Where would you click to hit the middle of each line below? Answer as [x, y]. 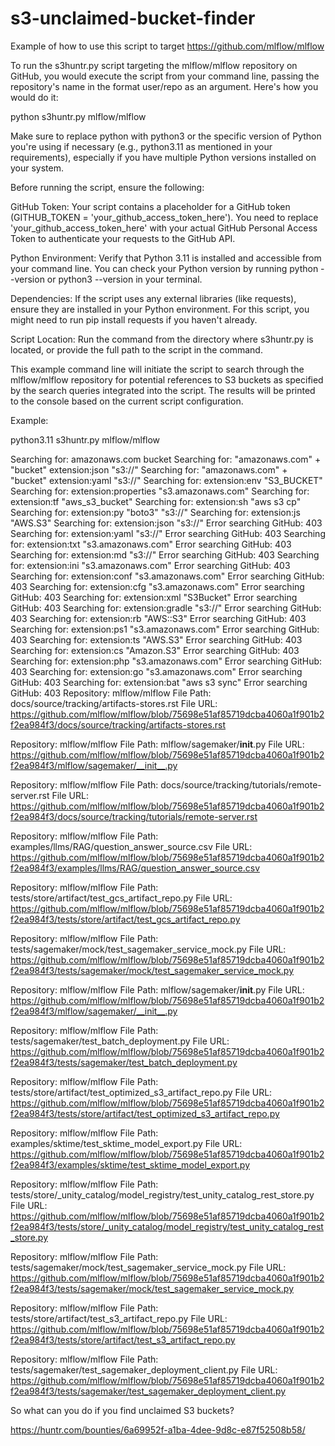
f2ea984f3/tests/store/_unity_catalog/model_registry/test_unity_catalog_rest [167, 1226]
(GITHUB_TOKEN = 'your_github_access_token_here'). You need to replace [164, 217]
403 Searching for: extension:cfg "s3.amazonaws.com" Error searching [157, 586]
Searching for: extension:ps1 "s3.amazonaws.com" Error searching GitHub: [165, 629]
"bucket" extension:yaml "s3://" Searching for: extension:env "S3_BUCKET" [166, 480]
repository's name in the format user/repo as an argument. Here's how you [164, 86]
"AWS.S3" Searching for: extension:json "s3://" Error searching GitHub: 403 [166, 523]
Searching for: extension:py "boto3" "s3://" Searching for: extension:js [155, 512]
